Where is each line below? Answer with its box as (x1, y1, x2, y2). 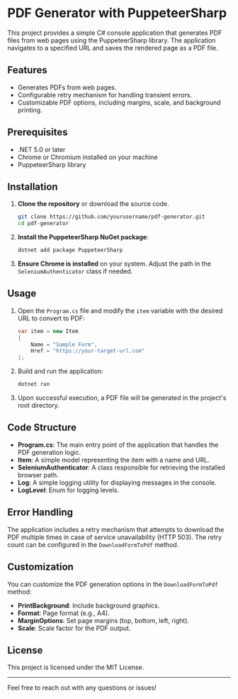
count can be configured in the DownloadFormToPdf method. (7, 540, 179, 548)
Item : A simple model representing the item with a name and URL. (17, 455, 210, 464)
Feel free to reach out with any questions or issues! (7, 683, 157, 692)
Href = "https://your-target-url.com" (30, 347, 145, 354)
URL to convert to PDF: (17, 314, 85, 323)
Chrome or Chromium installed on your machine (17, 153, 158, 161)
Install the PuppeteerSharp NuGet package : (17, 233, 149, 242)
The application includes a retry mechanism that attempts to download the (7, 525, 225, 533)
